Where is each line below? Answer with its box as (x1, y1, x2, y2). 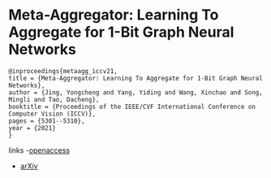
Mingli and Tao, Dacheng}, (8, 95, 100, 103)
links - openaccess (8, 145, 71, 155)
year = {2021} (8, 124, 57, 132)
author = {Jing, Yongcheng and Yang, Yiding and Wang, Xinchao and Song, (8, 88, 264, 97)
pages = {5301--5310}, (8, 116, 85, 125)
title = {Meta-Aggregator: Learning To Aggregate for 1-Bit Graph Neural (8, 74, 264, 82)
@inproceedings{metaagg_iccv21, (8, 67, 118, 75)
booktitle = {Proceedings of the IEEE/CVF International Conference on (8, 102, 256, 111)
